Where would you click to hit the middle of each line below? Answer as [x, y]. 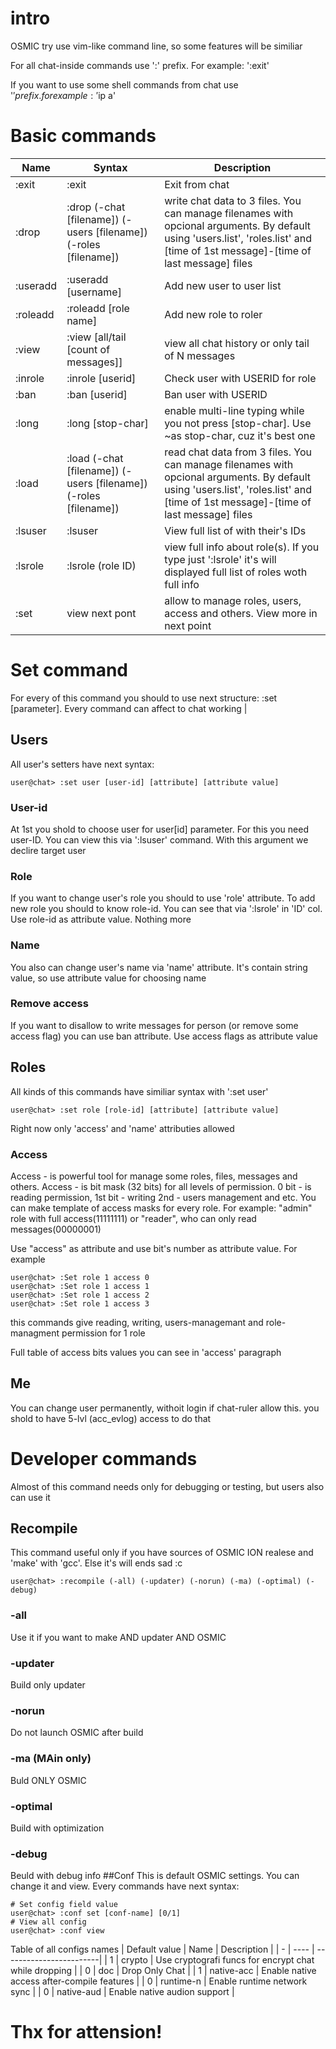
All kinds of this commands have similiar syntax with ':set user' [139, 1091]
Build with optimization [57, 1828]
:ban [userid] [97, 394]
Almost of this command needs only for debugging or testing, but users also [167, 1486]
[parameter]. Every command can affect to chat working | [129, 708]
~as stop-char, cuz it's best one [240, 435]
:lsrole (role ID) [101, 565]
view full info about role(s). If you [242, 547]
